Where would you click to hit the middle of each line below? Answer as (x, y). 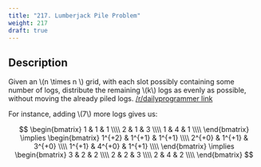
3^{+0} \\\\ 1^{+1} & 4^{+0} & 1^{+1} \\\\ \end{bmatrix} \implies (134, 146)
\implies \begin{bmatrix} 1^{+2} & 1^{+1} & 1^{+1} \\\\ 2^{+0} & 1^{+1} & (134, 138)
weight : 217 (28, 23)
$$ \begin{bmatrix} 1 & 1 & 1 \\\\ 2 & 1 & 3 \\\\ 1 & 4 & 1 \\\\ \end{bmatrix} (134, 130)
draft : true (28, 30)
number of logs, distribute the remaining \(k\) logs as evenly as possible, (127, 90)
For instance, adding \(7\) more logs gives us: (83, 114)
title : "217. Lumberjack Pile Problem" (75, 16)
